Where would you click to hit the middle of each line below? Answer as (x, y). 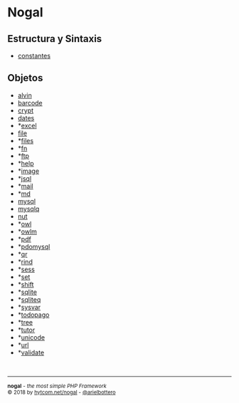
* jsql (25, 178)
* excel (27, 125)
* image (28, 171)
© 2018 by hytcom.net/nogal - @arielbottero (62, 392)
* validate (31, 352)
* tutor (26, 330)
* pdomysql (34, 246)
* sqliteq (29, 299)
